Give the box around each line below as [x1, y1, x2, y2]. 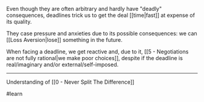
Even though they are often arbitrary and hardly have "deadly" [6, 5, 162, 12]
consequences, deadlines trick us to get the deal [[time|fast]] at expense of [6, 12, 195, 19]
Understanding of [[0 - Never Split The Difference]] [6, 78, 135, 86]
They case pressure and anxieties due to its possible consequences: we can [6, 30, 197, 37]
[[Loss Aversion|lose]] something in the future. [6, 36, 123, 43]
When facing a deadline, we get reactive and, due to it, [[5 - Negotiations [6, 48, 189, 55]
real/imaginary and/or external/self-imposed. [6, 61, 119, 68]
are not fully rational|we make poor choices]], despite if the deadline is [6, 55, 183, 61]
